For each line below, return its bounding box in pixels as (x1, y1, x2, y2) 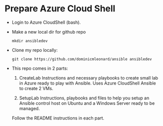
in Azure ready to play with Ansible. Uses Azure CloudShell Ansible (19, 80, 157, 86)
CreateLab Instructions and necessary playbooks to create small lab (19, 75, 159, 81)
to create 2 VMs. (19, 85, 54, 91)
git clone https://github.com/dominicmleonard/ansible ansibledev (11, 56, 152, 62)
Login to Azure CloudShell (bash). (11, 19, 81, 25)
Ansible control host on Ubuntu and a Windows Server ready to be (19, 100, 155, 106)
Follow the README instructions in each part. (11, 115, 105, 121)
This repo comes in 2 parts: (11, 65, 68, 71)
